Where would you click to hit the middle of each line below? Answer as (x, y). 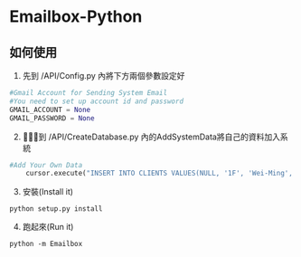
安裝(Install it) (48, 192)
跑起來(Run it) (48, 227)
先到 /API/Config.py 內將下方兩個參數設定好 (103, 76)
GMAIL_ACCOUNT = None (50, 109)
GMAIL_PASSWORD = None (52, 118)
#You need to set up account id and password (96, 101)
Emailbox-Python (76, 17)
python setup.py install (56, 209)
